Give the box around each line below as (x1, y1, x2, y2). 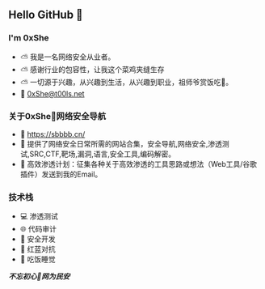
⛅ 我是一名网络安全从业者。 (19, 52, 116, 62)
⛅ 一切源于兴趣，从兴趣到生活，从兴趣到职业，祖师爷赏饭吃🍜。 (19, 77, 233, 87)
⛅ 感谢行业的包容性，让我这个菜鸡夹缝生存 (19, 64, 165, 74)
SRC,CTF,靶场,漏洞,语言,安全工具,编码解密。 (29, 149, 176, 159)
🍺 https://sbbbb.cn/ (19, 129, 86, 138)
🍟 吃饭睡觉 (19, 254, 56, 264)
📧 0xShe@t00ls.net (19, 88, 85, 98)
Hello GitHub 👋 (8, 8, 83, 22)
